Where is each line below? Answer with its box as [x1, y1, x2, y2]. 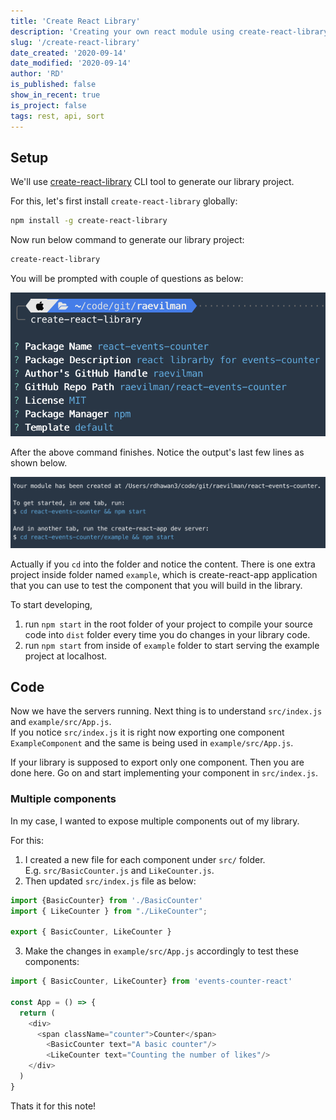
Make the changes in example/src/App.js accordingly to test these [24, 945, 299, 957]
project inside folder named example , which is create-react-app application [10, 568, 318, 580]
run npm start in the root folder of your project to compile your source [24, 618, 314, 630]
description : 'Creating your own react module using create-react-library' [10, 26, 333, 37]
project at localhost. [24, 650, 108, 662]
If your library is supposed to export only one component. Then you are [10, 756, 305, 769]
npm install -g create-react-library [10, 216, 168, 226]
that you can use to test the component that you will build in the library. [10, 579, 303, 591]
